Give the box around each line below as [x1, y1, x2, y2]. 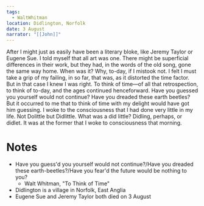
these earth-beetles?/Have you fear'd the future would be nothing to [15, 167, 187, 174]
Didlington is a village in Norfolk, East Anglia [15, 187, 126, 194]
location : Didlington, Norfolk [6, 20, 86, 26]
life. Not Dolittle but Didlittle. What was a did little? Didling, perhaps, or [6, 113, 183, 120]
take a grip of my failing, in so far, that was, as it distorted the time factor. [6, 74, 190, 81]
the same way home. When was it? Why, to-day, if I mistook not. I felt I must [6, 67, 197, 75]
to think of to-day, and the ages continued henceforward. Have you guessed [6, 87, 199, 94]
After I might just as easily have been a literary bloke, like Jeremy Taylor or [6, 48, 193, 55]
